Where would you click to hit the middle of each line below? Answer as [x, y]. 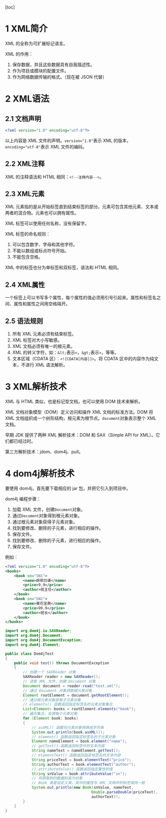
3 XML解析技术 [36, 387]
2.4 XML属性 [25, 285]
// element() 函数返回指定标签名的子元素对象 [74, 737]
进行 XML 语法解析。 [46, 365]
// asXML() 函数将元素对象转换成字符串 [68, 727]
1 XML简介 [26, 29]
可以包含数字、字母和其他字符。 [45, 245]
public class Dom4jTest [30, 654]
